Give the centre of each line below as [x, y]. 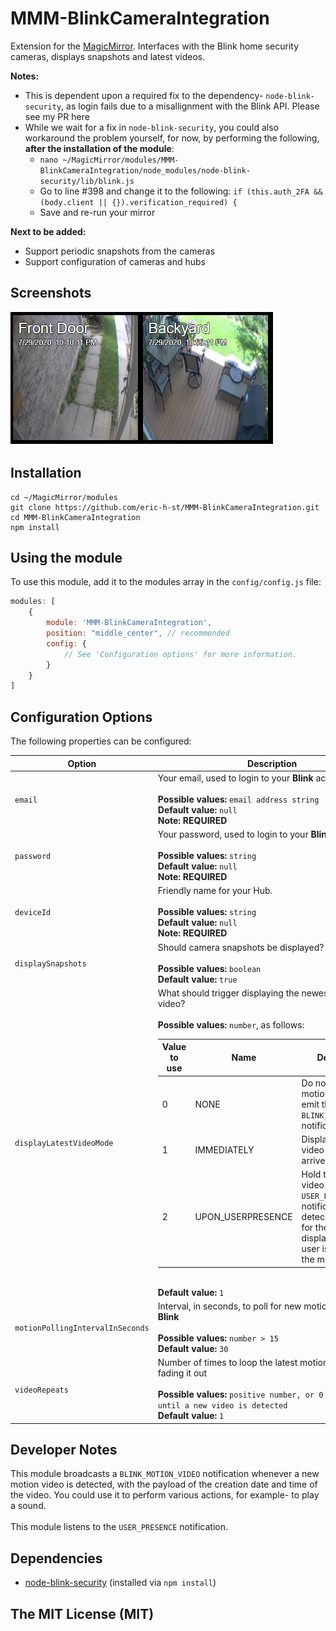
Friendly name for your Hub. [215, 891]
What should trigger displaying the [228, 993]
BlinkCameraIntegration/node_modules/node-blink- [145, 170]
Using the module [66, 557]
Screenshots [51, 293]
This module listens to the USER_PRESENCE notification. [119, 1527]
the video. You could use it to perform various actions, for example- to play [165, 1495]
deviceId [33, 913]
